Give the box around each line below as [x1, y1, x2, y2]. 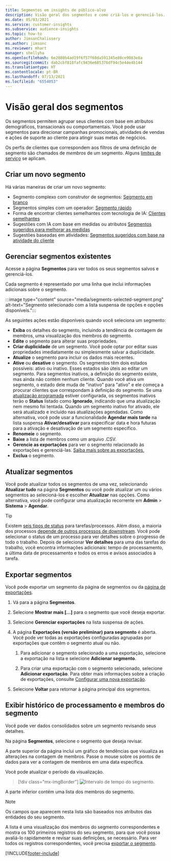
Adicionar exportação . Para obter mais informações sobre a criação [20, 670, 165, 677]
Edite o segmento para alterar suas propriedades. [12, 338, 118, 344]
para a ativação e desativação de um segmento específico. [12, 425, 137, 431]
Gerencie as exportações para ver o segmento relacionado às [12, 442, 144, 448]
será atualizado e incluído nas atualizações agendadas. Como [12, 409, 143, 415]
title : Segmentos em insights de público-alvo [5, 7, 106, 13]
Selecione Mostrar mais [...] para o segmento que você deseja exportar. [12, 609, 166, 615]
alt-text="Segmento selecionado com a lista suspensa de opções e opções [5, 302, 163, 308]
